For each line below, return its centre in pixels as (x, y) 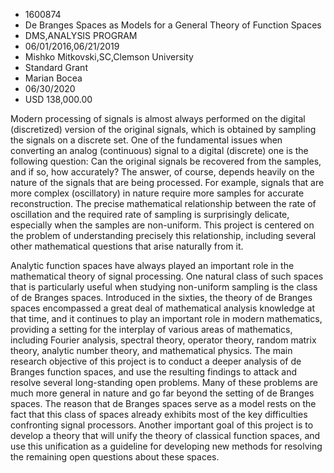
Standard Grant (56, 67)
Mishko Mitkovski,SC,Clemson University (109, 57)
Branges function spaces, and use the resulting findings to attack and (154, 372)
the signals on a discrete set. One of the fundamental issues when (146, 140)
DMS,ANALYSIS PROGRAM (81, 35)
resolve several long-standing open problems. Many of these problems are (164, 382)
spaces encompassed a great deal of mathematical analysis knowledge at (163, 308)
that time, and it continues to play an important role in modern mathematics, (166, 318)
